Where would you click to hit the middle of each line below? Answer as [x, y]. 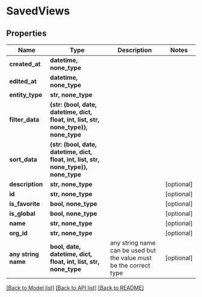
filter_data [24, 120]
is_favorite [25, 204]
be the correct [130, 265]
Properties [26, 33]
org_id [19, 233]
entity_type [26, 95]
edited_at [23, 81]
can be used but [133, 250]
